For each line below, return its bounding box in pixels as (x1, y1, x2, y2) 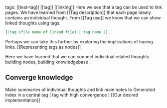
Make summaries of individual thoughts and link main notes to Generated (5, 87, 156, 93)
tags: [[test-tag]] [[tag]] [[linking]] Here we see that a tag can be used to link (5, 4, 162, 10)
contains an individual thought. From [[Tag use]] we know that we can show (5, 15, 161, 20)
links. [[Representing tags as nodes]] (5, 44, 81, 50)
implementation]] (5, 97, 40, 103)
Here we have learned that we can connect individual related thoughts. (5, 53, 151, 59)
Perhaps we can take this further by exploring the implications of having (5, 38, 153, 44)
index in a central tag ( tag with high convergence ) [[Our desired (5, 92, 139, 98)
